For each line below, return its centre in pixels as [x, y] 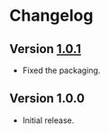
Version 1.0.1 [45, 49]
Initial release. [48, 120]
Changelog [51, 16]
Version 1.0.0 [47, 98]
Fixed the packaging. [61, 70]
